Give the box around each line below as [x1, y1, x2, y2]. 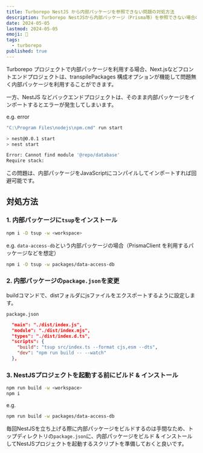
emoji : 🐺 [6, 31, 28, 37]
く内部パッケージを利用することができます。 [6, 80, 117, 88]
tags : [6, 37, 20, 43]
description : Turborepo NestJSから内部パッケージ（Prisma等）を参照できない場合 [6, 14, 196, 21]
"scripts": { [11, 339, 45, 345]
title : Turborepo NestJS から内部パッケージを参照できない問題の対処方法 [6, 8, 175, 15]
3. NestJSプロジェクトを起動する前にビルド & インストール [6, 371, 179, 379]
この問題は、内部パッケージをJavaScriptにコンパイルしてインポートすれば [6, 170, 192, 177]
